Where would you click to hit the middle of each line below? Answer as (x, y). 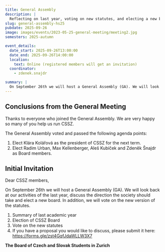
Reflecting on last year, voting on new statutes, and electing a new (83, 19)
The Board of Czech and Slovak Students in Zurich (58, 246)
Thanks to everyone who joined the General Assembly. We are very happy (80, 118)
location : (19, 59)
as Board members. (32, 153)
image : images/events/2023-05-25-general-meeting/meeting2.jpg (71, 32)
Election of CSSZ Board (36, 220)
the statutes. (18, 206)
